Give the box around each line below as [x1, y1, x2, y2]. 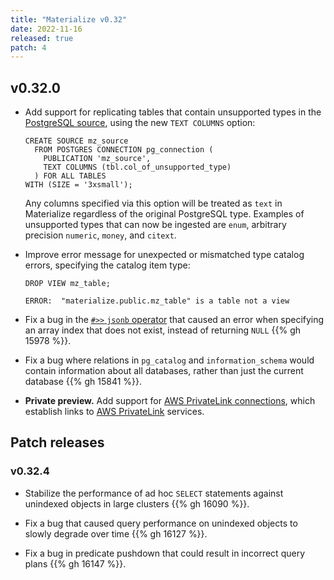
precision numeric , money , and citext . [24, 229, 177, 241]
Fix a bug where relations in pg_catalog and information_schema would [24, 354, 315, 366]
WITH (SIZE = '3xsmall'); [24, 180, 133, 190]
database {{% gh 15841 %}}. [24, 376, 143, 388]
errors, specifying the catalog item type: [24, 259, 191, 271]
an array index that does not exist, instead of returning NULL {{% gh [24, 324, 302, 336]
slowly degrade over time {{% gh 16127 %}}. [24, 527, 208, 540]
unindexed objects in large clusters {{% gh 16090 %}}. [24, 497, 250, 510]
